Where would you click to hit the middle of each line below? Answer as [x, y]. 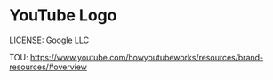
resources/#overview [48, 67]
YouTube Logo [63, 16]
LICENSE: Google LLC [49, 40]
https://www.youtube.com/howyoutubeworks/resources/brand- [147, 57]
